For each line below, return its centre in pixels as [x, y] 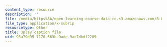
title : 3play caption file [33, 32]
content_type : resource [30, 10]
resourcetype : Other [27, 28]
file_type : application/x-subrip [40, 23]
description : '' [22, 14]
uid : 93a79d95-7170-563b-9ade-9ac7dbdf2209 [51, 37]
